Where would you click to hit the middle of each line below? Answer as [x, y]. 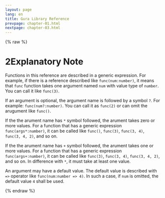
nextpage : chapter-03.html [33, 28]
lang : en [14, 14]
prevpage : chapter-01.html [33, 23]
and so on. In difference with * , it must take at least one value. [68, 161]
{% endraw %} [20, 191]
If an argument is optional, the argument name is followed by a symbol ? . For [82, 101]
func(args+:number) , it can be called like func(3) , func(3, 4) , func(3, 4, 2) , [82, 156]
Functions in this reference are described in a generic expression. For [76, 75]
